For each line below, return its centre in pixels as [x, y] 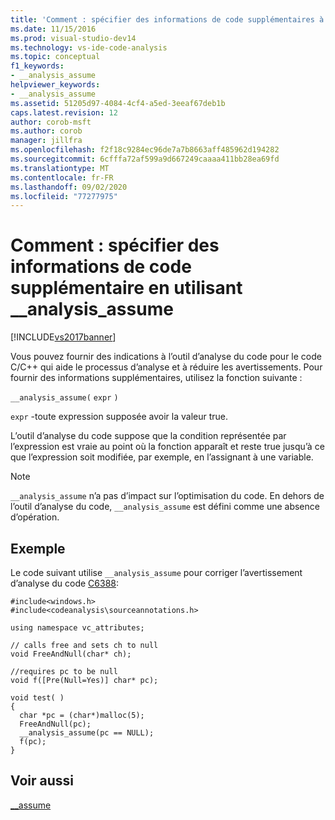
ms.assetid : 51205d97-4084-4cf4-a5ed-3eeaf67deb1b [118, 103]
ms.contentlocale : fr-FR [62, 177]
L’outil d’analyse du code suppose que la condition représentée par [148, 436]
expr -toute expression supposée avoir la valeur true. [119, 417]
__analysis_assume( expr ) [64, 398]
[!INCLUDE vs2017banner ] [63, 337]
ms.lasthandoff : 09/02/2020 [69, 187]
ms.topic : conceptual [55, 57]
